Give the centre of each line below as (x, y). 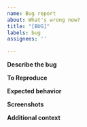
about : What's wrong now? (43, 20)
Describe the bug (32, 65)
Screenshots (25, 104)
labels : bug (24, 33)
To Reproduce (27, 78)
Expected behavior (34, 91)
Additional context (34, 118)
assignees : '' (27, 39)
